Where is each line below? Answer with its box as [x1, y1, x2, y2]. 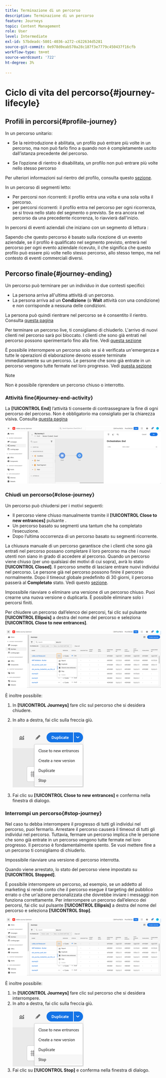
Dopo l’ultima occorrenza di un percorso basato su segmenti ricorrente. [12, 533, 158, 539]
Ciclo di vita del [5, 87, 70, 98]
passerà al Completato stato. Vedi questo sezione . [5, 580, 109, 585]
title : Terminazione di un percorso [5, 8, 81, 13]
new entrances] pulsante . [12, 517, 67, 523]
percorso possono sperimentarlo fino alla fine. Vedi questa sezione [5, 337, 142, 343]
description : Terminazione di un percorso [5, 13, 94, 18]
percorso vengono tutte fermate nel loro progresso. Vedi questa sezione [5, 363, 152, 369]
